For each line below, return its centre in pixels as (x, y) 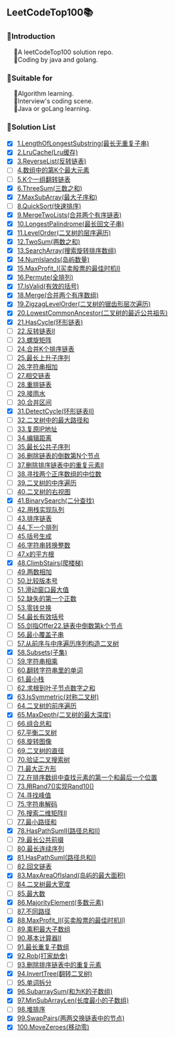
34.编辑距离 (35, 438)
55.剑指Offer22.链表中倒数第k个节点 (70, 625)
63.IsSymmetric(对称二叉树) (58, 697)
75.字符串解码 (37, 804)
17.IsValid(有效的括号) (48, 286)
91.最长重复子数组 (43, 947)
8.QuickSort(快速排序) (49, 206)
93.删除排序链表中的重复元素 (59, 965)
